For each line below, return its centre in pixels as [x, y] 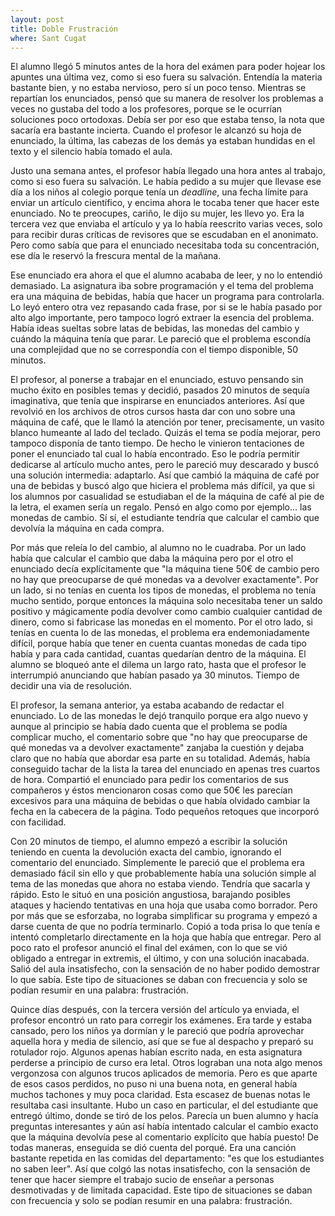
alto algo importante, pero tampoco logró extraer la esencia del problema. [162, 318]
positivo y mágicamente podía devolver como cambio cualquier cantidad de [166, 612]
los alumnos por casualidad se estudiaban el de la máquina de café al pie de [167, 497]
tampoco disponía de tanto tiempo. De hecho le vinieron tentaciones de [157, 443]
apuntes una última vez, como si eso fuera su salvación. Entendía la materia [166, 77]
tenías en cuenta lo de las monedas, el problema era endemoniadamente [160, 633]
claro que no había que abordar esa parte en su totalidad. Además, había [160, 758]
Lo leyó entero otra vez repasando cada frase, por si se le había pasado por [166, 307]
